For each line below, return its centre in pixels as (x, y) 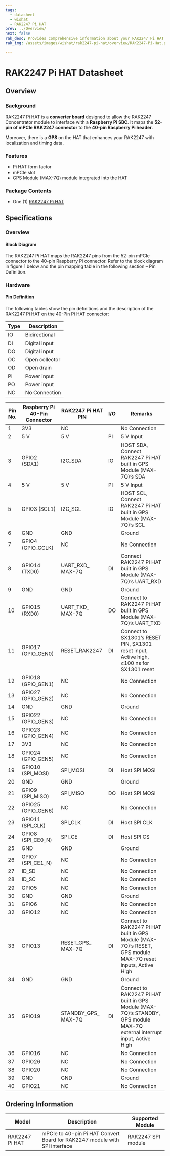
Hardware (18, 285)
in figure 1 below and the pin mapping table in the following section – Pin (80, 266)
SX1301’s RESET (141, 637)
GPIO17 (31, 647)
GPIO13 (31, 946)
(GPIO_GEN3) (38, 721)
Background (21, 106)
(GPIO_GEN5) (38, 759)
